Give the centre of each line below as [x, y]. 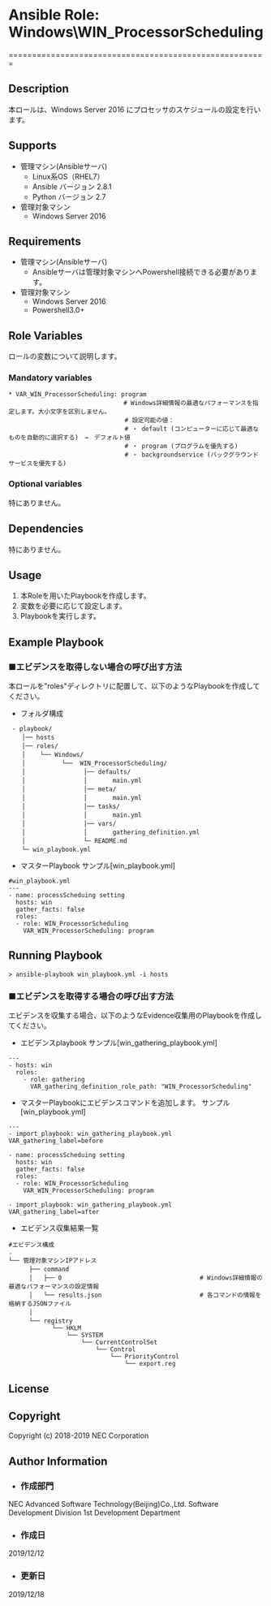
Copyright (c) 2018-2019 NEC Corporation [79, 1435]
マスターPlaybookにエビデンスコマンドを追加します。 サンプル [125, 1103]
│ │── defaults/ [76, 772]
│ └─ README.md [74, 841]
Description [39, 89]
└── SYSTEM [85, 1336]
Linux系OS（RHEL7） [68, 176]
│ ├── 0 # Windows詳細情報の [146, 1278]
